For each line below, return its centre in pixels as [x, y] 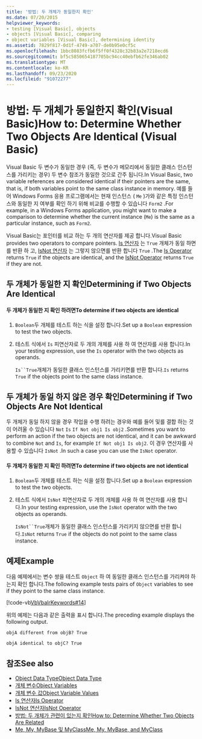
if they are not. [24, 264]
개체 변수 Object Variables [46, 685]
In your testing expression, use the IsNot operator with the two [99, 507]
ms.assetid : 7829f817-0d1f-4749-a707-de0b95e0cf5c [71, 46]
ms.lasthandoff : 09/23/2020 [42, 74]
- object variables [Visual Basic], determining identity [80, 40]
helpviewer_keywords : [33, 23]
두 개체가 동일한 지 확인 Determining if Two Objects [99, 284]
